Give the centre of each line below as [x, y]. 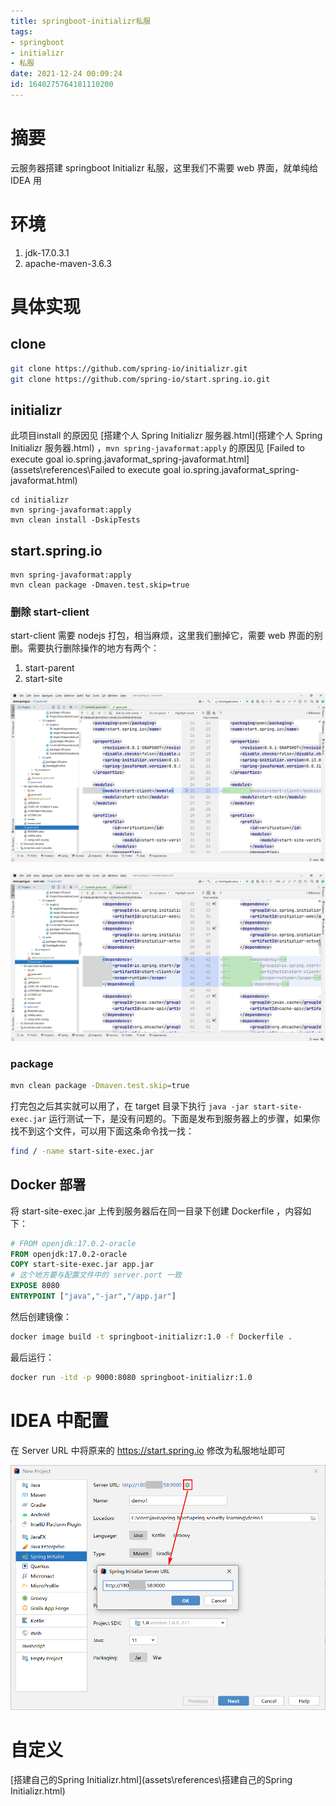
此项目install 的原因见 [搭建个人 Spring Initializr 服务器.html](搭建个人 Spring [166, 436]
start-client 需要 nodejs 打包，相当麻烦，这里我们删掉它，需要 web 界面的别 [166, 636]
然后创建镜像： [41, 1316]
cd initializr [40, 500]
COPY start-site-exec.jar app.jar [82, 1265]
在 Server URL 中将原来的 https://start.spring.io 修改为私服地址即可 [148, 1450]
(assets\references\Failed [63, 470]
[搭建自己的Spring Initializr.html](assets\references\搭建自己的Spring [151, 1780]
